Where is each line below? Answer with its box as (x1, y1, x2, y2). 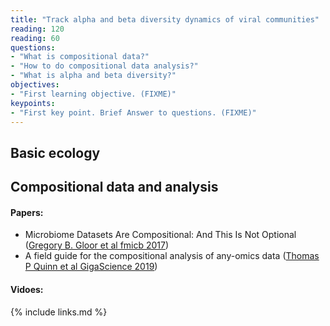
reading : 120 (10, 24, 65, 34)
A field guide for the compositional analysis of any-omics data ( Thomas (24, 250, 320, 262)
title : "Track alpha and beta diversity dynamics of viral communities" (10, 14, 320, 25)
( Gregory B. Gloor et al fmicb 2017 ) (24, 239, 170, 251)
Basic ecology (10, 144, 101, 161)
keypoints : (10, 98, 56, 108)
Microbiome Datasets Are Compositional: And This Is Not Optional (24, 229, 297, 241)
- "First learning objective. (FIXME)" (10, 89, 177, 99)
